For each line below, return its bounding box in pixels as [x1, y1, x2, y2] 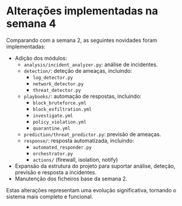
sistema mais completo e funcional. [6, 193, 94, 200]
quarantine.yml [32, 125, 70, 131]
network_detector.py [32, 81, 84, 87]
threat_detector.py [32, 87, 82, 93]
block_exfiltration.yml [32, 106, 92, 112]
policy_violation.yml [32, 119, 87, 125]
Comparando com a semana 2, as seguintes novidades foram [6, 36, 158, 44]
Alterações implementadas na [6, 4, 158, 18]
